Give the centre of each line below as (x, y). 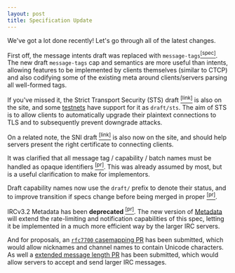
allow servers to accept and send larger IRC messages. (87, 262)
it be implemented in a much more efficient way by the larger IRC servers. (114, 227)
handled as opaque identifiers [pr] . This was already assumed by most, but (115, 166)
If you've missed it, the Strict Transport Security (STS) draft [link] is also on (115, 99)
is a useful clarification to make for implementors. (79, 174)
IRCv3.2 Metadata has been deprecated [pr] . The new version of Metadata (115, 210)
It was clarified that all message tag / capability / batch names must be (109, 158)
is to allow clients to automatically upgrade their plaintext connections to (112, 115)
